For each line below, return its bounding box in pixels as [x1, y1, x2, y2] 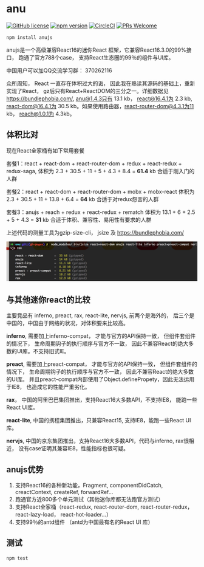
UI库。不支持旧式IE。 [16, 348, 70, 355]
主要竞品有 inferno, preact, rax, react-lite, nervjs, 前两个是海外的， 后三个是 [6, 312, 195, 319]
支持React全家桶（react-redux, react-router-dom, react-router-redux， [15, 503, 193, 510]
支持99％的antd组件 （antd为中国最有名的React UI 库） [15, 518, 154, 526]
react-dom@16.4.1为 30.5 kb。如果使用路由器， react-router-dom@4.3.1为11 [6, 102, 194, 109]
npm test [6, 555, 29, 561]
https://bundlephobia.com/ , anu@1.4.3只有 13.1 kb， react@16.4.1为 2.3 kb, [6, 95, 192, 102]
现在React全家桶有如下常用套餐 [6, 146, 85, 154]
